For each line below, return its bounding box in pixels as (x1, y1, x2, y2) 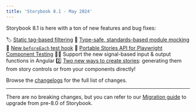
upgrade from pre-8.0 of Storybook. (6, 99, 93, 106)
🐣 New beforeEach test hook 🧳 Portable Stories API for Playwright (6, 44, 163, 51)
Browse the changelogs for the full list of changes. (6, 77, 127, 84)
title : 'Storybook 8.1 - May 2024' (6, 8, 93, 15)
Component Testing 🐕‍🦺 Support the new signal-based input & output (6, 50, 171, 57)
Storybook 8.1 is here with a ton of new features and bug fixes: (6, 24, 156, 31)
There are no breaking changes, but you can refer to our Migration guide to (6, 93, 187, 100)
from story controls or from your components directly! (6, 65, 136, 73)
